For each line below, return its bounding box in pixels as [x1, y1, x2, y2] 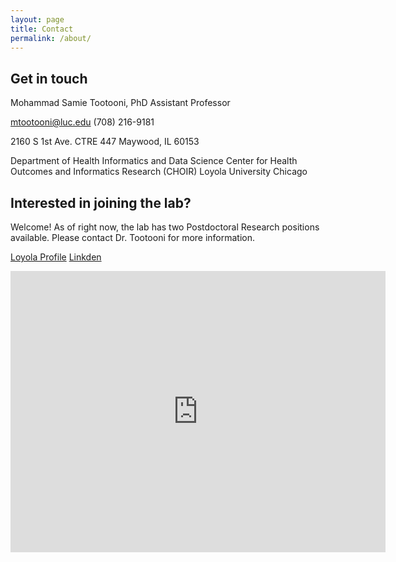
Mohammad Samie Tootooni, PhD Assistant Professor [10, 97, 231, 109]
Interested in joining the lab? [10, 194, 192, 211]
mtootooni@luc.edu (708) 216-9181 [10, 116, 155, 128]
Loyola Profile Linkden [10, 251, 102, 263]
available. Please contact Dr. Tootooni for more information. [10, 232, 256, 243]
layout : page [10, 14, 65, 25]
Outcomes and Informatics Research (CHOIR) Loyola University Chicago [10, 166, 308, 178]
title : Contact [10, 24, 74, 34]
